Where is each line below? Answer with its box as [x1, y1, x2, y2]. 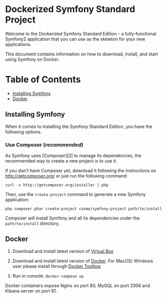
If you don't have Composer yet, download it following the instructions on [5, 167, 156, 173]
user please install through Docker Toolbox [12, 263, 101, 269]
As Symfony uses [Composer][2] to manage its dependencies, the [5, 152, 141, 158]
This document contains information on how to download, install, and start [5, 51, 158, 57]
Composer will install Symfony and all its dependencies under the [5, 215, 140, 221]
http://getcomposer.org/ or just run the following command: [5, 172, 128, 178]
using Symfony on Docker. [5, 56, 60, 62]
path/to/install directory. [5, 220, 60, 226]
